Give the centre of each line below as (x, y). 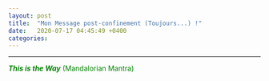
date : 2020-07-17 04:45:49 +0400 (68, 30)
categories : (28, 38)
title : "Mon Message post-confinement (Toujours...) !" (105, 23)
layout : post (30, 16)
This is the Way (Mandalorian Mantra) (71, 68)
